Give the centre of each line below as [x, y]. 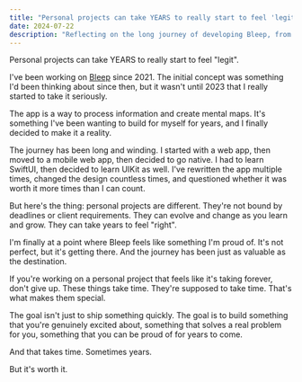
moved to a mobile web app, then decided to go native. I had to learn [137, 160]
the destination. [38, 262]
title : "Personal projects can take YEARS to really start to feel [138, 18]
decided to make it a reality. [61, 133]
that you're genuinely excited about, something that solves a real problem [146, 325]
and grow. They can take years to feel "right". [93, 225]
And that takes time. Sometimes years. [81, 352]
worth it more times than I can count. [77, 189]
